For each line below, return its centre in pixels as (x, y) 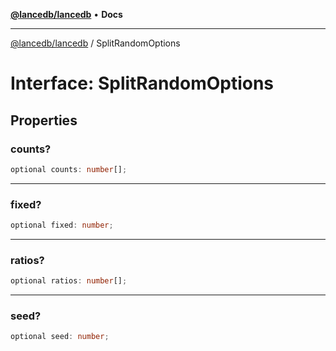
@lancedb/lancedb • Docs (66, 14)
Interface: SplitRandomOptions (142, 83)
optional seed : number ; (60, 337)
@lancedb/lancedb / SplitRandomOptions (95, 43)
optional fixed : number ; (62, 225)
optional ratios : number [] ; (69, 281)
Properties (44, 120)
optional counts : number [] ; (69, 169)
